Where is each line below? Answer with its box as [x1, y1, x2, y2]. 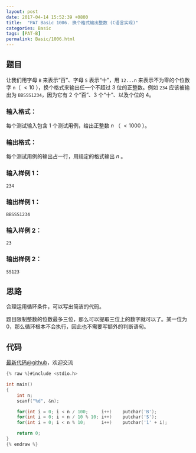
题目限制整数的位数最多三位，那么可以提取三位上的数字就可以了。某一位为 [6, 316, 187, 323]
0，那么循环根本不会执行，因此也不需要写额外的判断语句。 [6, 323, 149, 330]
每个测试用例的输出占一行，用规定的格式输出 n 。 [6, 153, 126, 160]
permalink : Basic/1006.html [6, 36, 76, 42]
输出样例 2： [6, 255, 42, 264]
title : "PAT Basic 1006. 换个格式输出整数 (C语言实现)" [6, 20, 139, 25]
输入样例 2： [6, 226, 42, 234]
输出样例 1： [6, 198, 41, 206]
